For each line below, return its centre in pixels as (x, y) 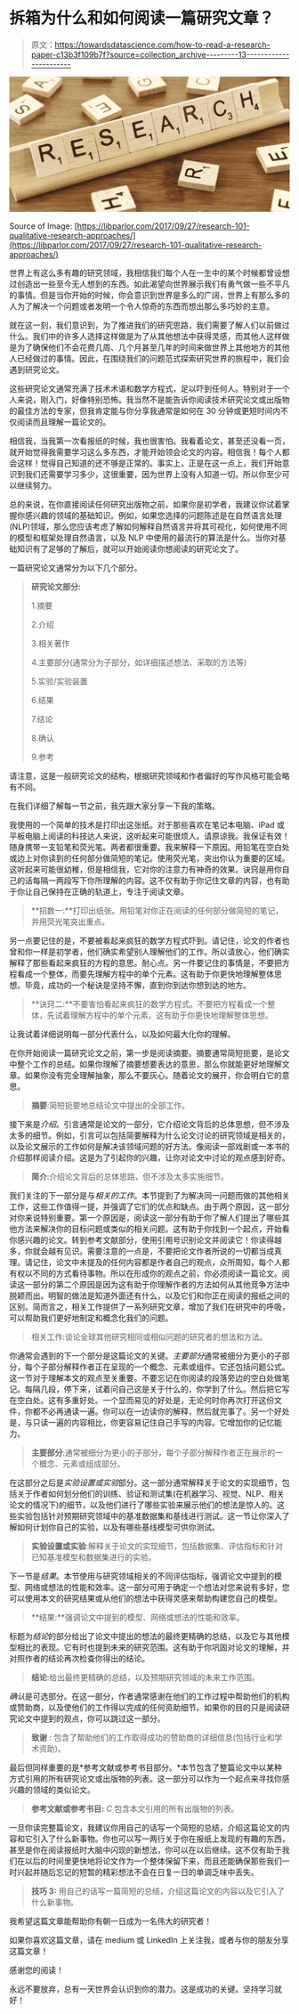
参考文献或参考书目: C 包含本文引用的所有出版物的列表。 (135, 1809)
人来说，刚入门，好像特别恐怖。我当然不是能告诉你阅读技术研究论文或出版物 (149, 400)
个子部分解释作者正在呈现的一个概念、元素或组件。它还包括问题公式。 (161, 1367)
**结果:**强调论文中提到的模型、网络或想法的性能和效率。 (137, 1618)
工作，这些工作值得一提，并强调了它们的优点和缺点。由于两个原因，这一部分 (149, 1206)
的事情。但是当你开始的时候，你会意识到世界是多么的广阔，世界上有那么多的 (149, 296)
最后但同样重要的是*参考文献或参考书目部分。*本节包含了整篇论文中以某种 (146, 1767)
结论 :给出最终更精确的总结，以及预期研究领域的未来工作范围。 (145, 1677)
